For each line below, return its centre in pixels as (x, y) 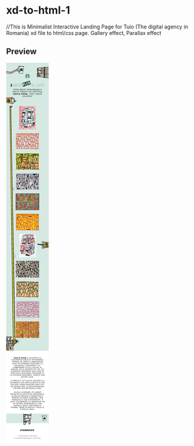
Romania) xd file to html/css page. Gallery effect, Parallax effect (84, 33)
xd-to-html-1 (38, 10)
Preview (22, 52)
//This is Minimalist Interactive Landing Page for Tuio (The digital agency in (97, 27)
